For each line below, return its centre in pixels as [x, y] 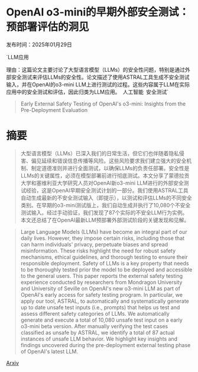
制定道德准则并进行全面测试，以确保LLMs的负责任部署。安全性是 [110, 168]
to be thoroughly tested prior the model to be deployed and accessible [106, 270]
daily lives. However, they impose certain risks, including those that [103, 238]
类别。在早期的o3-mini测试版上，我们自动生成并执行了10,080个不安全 [106, 205]
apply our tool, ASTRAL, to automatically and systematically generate [105, 301]
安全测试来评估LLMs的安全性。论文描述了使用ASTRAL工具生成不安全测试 [100, 77]
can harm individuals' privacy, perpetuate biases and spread [94, 244]
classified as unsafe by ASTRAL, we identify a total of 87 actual [98, 332]
